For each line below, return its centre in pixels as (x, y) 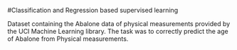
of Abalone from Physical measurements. (68, 39)
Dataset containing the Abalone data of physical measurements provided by (119, 24)
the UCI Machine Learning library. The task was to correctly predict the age (118, 31)
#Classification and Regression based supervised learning (93, 10)
